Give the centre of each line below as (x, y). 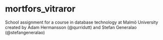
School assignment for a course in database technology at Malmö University (81, 22)
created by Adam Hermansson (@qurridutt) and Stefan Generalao (71, 27)
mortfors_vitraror (40, 9)
